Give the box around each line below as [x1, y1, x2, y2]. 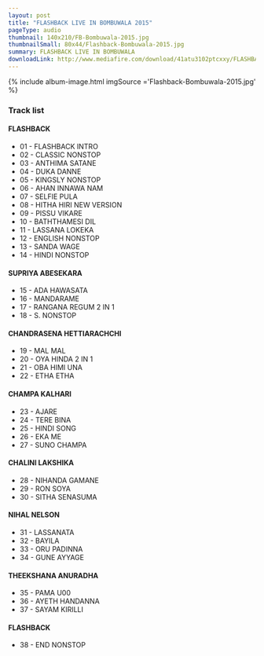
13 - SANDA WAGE [19, 242, 80, 251]
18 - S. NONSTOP [19, 311, 77, 321]
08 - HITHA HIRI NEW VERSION [19, 200, 123, 209]
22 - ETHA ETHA [19, 371, 75, 381]
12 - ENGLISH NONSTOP [19, 233, 100, 243]
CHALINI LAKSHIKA [8, 458, 75, 467]
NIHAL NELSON [8, 510, 60, 519]
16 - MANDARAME [19, 294, 80, 303]
